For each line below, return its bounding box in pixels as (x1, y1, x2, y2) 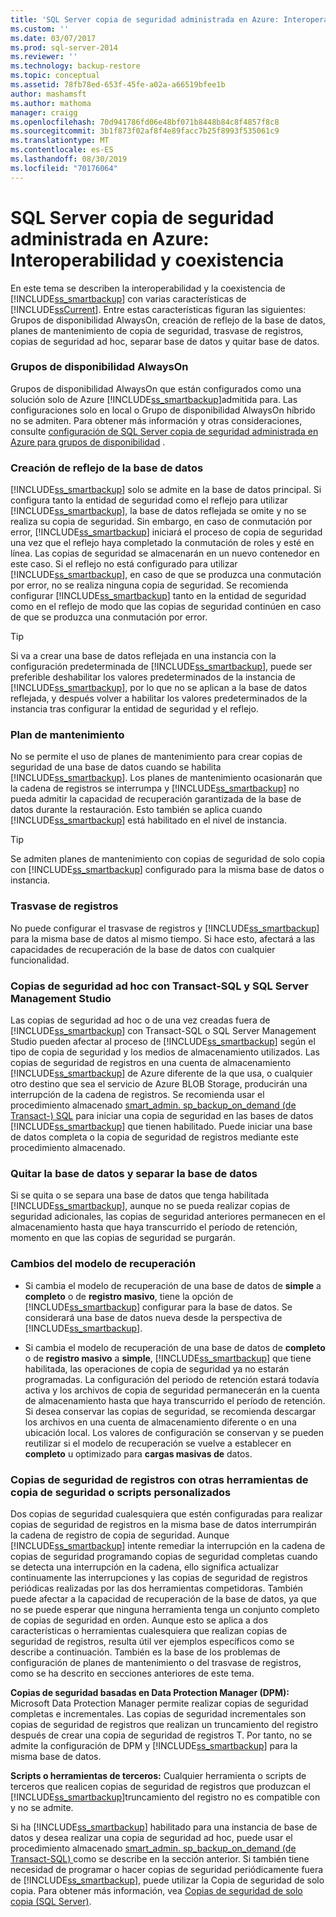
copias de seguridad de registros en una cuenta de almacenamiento (10, 1057, 292, 1069)
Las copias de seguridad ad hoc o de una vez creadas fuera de (10, 1014, 271, 1026)
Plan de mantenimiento (10, 728, 125, 742)
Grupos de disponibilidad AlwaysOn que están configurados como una (10, 382, 302, 395)
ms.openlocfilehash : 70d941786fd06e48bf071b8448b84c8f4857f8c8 (10, 117, 280, 127)
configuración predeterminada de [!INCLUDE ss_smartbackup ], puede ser (10, 661, 313, 673)
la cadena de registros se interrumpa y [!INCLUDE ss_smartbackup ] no (10, 782, 300, 795)
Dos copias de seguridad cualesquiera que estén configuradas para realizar (10, 1507, 323, 1520)
